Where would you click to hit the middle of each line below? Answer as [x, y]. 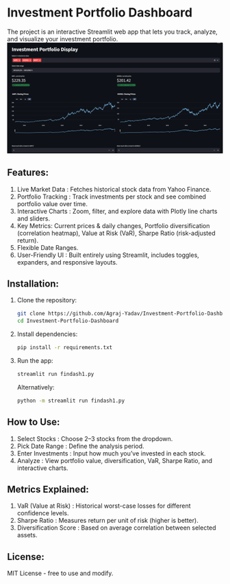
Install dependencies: [47, 334]
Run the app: [35, 361]
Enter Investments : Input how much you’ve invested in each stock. [111, 453]
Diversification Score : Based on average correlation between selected [117, 528]
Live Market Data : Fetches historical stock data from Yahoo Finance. [114, 189]
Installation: [33, 284]
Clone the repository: [47, 300]
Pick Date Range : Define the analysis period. [81, 446]
